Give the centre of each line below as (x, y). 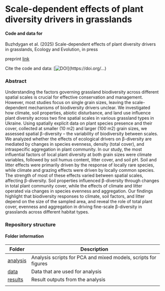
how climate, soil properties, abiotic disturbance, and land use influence (78, 113)
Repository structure (30, 224)
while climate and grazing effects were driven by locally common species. (80, 170)
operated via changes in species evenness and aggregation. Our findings (79, 191)
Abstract (16, 81)
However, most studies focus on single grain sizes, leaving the (68, 102)
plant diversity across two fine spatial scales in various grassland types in (80, 118)
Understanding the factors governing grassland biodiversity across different (82, 92)
